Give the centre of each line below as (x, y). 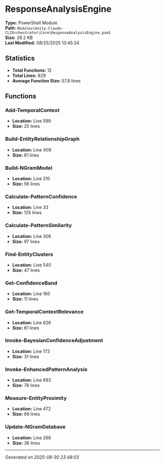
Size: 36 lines (26, 443)
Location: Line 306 (32, 236)
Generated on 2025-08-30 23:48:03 (42, 457)
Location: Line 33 (30, 207)
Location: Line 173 (31, 351)
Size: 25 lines (26, 126)
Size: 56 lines (26, 184)
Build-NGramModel (29, 168)
